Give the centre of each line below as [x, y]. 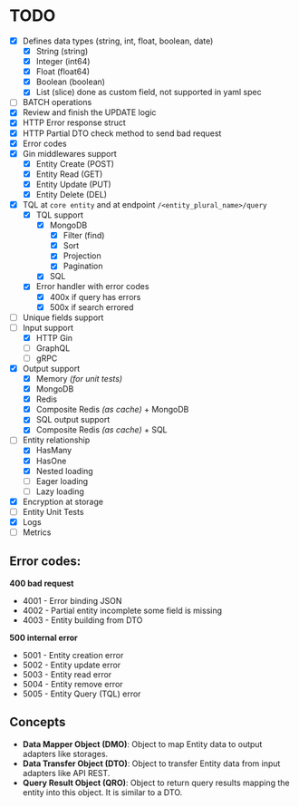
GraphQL [53, 348]
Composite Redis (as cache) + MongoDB [112, 410]
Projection [82, 256]
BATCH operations [57, 102]
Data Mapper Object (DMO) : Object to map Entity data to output [142, 744]
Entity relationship [56, 440]
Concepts [38, 722]
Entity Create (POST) [75, 163]
